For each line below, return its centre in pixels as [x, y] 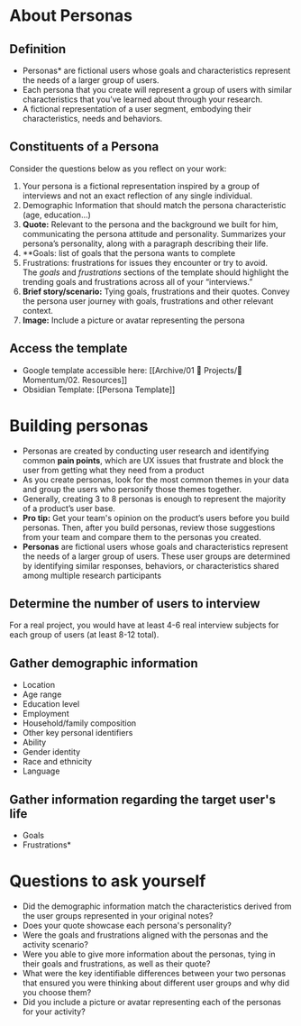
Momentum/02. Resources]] [75, 380]
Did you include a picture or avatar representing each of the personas [152, 1002]
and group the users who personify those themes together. [132, 489]
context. [38, 310]
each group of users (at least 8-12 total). [84, 635]
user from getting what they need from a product [113, 470]
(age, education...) [57, 215]
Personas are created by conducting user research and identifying [146, 451]
